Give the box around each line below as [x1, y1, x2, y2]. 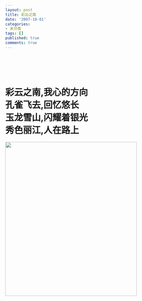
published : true [5, 36, 39, 41]
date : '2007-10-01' [5, 17, 46, 22]
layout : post [5, 7, 33, 13]
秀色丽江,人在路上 [5, 125, 79, 136]
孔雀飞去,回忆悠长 [5, 99, 79, 111]
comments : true [5, 40, 37, 45]
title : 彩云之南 [5, 12, 36, 17]
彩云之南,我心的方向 [5, 87, 88, 98]
